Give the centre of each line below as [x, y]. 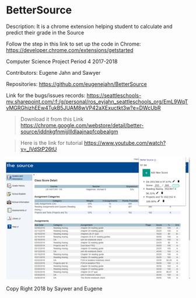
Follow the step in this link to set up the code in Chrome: [73, 44]
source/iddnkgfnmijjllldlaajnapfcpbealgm [69, 131]
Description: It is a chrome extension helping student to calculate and [90, 26]
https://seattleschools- [114, 95]
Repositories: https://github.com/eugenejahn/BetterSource [76, 84]
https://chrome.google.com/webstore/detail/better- [82, 125]
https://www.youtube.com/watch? [125, 143]
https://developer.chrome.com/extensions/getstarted [70, 50]
